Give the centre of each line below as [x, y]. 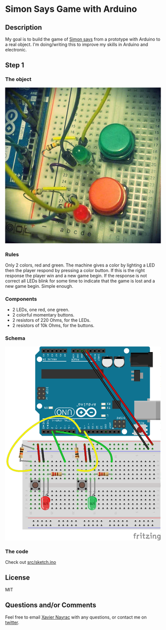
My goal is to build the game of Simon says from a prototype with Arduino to [83, 39]
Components [21, 299]
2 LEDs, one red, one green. [41, 310]
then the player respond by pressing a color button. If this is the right [75, 270]
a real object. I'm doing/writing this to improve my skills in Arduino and [77, 45]
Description [23, 27]
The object [18, 79]
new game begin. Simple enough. [39, 286]
